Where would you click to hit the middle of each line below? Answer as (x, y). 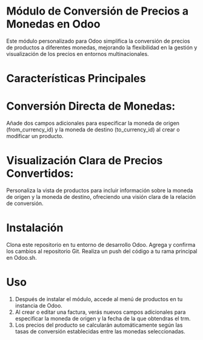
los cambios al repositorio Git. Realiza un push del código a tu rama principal (102, 251)
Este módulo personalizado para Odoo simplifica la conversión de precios (98, 41)
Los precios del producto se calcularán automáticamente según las (99, 325)
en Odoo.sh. (22, 257)
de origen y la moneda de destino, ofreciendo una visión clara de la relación (101, 197)
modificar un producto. (35, 136)
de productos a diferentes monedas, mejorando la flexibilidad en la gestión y (102, 47)
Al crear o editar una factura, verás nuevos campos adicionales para (100, 312)
